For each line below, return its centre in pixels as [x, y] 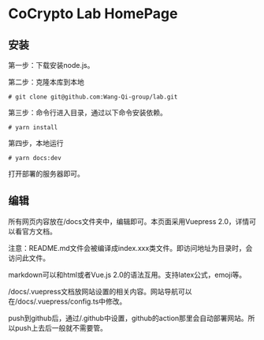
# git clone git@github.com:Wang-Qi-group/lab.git [93, 97]
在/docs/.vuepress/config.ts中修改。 [67, 301]
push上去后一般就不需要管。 [61, 327]
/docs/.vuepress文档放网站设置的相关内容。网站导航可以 [100, 291]
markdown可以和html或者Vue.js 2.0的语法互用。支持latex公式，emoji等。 [127, 275]
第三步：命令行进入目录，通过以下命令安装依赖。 [87, 112]
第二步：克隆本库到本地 [46, 82]
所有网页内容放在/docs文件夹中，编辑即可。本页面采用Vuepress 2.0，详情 [129, 221]
